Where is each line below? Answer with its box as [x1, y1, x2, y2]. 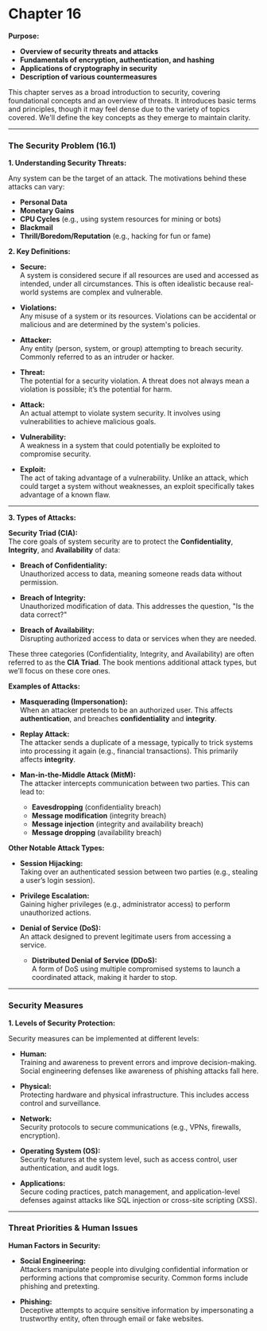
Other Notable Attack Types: [8, 843, 105, 853]
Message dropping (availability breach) [31, 828, 162, 837]
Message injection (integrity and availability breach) [31, 819, 204, 829]
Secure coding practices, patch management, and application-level [19, 1187, 241, 1196]
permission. [19, 578, 59, 587]
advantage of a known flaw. [19, 490, 111, 500]
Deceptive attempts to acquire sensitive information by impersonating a [19, 1305, 254, 1314]
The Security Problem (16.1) [8, 140, 117, 151]
